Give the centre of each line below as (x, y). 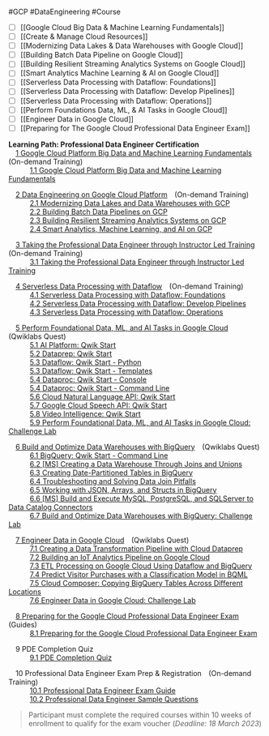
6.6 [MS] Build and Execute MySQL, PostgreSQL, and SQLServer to (141, 499)
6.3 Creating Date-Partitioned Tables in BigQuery (111, 473)
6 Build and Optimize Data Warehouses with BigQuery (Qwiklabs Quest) (138, 447)
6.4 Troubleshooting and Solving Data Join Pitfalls (113, 481)
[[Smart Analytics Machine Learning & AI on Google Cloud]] (120, 73)
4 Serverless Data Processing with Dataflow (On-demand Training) (130, 286)
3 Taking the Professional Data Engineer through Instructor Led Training (135, 244)
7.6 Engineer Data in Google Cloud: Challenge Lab (113, 600)
